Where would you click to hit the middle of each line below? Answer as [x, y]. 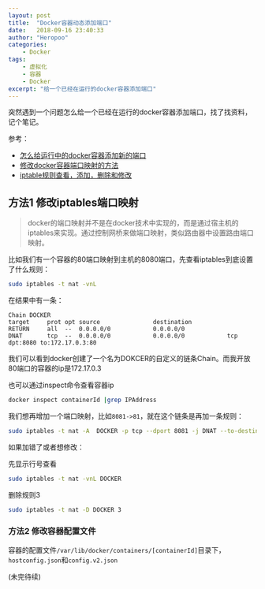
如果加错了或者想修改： [46, 447]
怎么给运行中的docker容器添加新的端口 [83, 155]
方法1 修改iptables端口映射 [74, 202]
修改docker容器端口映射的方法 [69, 166]
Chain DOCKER [30, 315]
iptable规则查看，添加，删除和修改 [76, 175]
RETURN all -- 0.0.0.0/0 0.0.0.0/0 [97, 329]
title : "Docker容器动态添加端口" [60, 23]
